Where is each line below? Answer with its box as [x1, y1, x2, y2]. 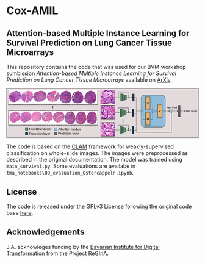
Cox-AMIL [6, 4, 59, 18]
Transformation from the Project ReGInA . [6, 250, 109, 257]
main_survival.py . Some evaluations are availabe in [6, 162, 136, 170]
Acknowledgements [6, 227, 85, 237]
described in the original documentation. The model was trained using [6, 156, 183, 164]
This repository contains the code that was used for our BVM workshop [6, 63, 186, 70]
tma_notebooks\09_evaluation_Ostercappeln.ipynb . [6, 169, 134, 176]
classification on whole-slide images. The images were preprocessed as [6, 150, 188, 157]
